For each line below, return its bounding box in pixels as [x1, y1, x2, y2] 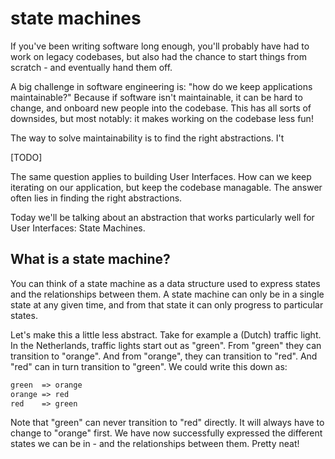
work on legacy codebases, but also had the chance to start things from [10, 50, 307, 62]
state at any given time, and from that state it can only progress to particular [10, 298, 324, 311]
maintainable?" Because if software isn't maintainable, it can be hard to [10, 91, 303, 103]
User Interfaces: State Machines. [10, 222, 146, 234]
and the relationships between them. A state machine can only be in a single [10, 288, 325, 300]
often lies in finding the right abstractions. [10, 192, 183, 204]
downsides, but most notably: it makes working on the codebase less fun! [10, 112, 314, 124]
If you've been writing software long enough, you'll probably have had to [10, 40, 310, 52]
